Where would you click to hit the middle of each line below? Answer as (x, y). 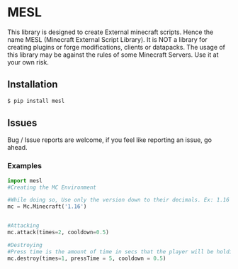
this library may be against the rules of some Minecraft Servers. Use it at (113, 55)
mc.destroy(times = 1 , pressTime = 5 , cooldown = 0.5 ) (87, 258)
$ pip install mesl (36, 101)
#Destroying (25, 245)
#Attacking (23, 226)
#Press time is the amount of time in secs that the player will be (110, 252)
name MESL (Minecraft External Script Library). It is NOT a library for (107, 39)
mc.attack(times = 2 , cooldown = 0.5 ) (58, 232)
